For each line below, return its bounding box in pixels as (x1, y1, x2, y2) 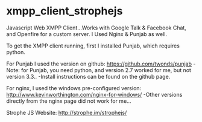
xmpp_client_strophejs (6, 4, 123, 18)
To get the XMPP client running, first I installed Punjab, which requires (6, 42, 180, 49)
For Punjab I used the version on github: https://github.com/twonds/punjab (6, 60, 192, 67)
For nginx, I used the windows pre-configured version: (6, 84, 142, 91)
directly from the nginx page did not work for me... (6, 97, 131, 105)
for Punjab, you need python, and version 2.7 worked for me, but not (21, 66, 192, 73)
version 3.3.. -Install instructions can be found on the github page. (6, 73, 171, 80)
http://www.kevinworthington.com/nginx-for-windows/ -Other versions (6, 91, 183, 98)
